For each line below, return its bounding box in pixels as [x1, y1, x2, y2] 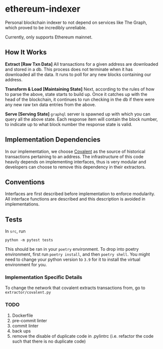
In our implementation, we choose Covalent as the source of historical [5, 148, 145, 154]
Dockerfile [12, 312, 33, 318]
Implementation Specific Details [5, 274, 83, 281]
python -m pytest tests [5, 238, 54, 243]
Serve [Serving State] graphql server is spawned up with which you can [5, 111, 151, 117]
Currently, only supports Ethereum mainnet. [5, 34, 93, 40]
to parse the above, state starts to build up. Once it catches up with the [5, 91, 147, 97]
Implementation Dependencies [5, 135, 101, 144]
